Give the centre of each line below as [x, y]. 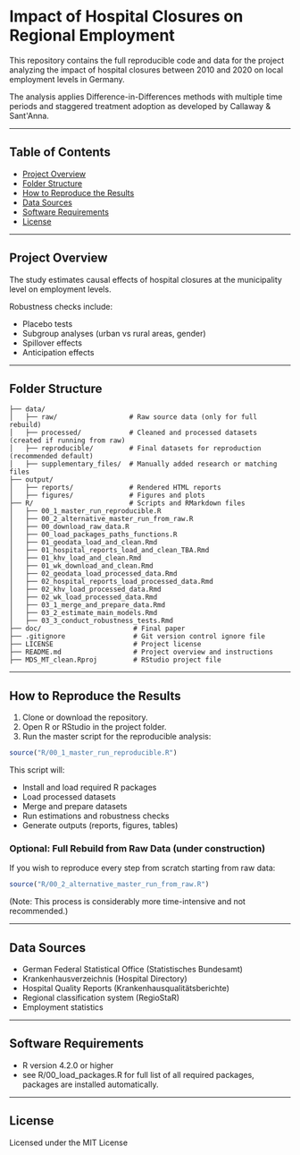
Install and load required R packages [89, 787]
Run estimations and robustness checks [96, 816]
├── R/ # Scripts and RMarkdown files [127, 503]
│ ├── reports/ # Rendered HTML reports [115, 488]
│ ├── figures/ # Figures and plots [107, 496]
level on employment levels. [60, 289]
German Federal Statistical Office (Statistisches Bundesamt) [133, 970]
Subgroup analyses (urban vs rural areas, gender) [114, 333]
